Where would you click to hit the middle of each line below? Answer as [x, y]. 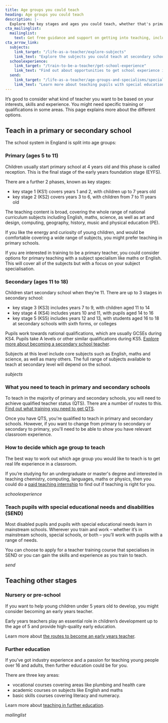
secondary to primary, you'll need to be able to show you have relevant [78, 429]
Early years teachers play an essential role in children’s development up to [81, 621]
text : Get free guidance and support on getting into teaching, [82, 38]
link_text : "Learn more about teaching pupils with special [78, 84]
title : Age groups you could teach [42, 10]
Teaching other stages [41, 581]
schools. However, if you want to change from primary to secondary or [78, 424]
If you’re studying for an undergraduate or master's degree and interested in [84, 473]
